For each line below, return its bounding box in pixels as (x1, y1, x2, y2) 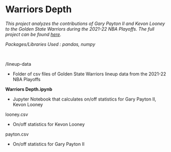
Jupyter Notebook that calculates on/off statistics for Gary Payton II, (12, 96, 157, 102)
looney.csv (5, 111, 28, 117)
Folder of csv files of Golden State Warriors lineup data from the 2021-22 (12, 70, 166, 77)
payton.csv (5, 131, 29, 137)
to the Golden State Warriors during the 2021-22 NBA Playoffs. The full (5, 26, 155, 32)
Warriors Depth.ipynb (5, 86, 53, 92)
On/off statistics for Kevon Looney (12, 121, 85, 127)
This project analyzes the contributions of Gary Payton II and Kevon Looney (5, 20, 165, 27)
